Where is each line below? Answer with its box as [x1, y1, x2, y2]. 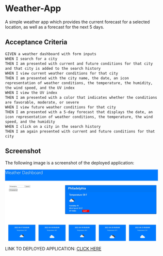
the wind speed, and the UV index [5, 85, 75, 90]
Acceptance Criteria [5, 38, 67, 46]
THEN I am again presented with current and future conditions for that [5, 129, 155, 134]
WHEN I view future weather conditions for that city [5, 105, 116, 109]
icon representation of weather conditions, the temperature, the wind [5, 114, 153, 119]
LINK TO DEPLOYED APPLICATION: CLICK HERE [5, 246, 102, 252]
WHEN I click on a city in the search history [5, 124, 101, 129]
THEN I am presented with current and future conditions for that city [5, 61, 153, 66]
